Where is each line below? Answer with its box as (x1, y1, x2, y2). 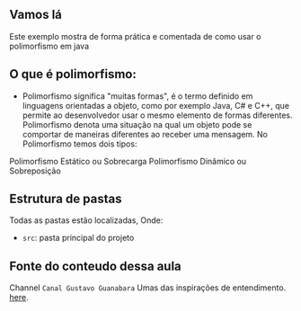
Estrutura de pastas (9, 191, 122, 207)
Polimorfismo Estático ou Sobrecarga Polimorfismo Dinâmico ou (9, 155, 247, 166)
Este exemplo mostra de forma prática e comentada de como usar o (9, 31, 261, 41)
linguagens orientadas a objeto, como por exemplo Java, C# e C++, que (22, 100, 290, 111)
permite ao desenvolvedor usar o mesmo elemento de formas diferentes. (22, 110, 293, 120)
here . (9, 292, 29, 303)
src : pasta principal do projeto (22, 233, 135, 244)
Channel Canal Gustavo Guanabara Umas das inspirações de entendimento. (9, 282, 287, 293)
